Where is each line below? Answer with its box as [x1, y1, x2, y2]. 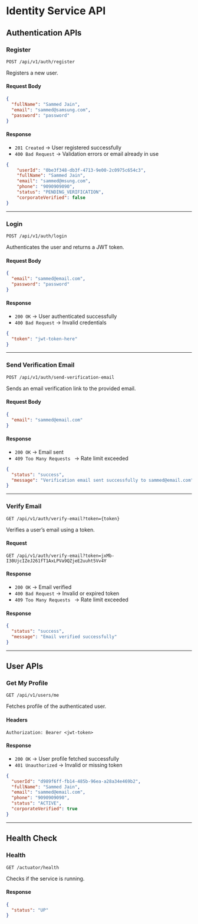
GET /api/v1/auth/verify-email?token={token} [6, 516, 120, 521]
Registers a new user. [6, 69, 59, 76]
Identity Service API [6, 4, 106, 18]
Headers [6, 716, 28, 723]
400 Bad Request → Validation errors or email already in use [14, 150, 159, 157]
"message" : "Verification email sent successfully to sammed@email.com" [11, 477, 194, 483]
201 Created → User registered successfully [14, 144, 122, 151]
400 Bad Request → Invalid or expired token [14, 590, 120, 597]
